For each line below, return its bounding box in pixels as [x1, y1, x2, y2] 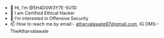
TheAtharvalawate [10, 28, 49, 34]
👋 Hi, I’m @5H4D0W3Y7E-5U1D [10, 5, 77, 10]
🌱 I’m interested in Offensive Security [10, 15, 88, 21]
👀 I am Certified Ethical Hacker [10, 10, 75, 16]
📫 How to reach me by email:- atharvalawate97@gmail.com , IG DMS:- [10, 21, 159, 27]
